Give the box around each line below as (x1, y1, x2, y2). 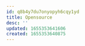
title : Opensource (6, 14, 52, 20)
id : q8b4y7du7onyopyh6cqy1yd (6, 8, 80, 15)
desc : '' (6, 20, 28, 26)
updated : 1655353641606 (6, 25, 66, 32)
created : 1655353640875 (6, 31, 66, 37)
